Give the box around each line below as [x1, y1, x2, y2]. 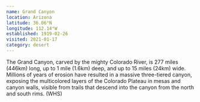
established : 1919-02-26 [6, 31, 68, 37]
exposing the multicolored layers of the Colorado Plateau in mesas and [6, 77, 181, 84]
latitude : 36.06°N [6, 20, 52, 26]
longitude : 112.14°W [6, 25, 58, 32]
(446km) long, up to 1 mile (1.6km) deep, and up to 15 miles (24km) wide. [6, 64, 186, 72]
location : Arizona [6, 14, 52, 20]
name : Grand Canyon [6, 8, 55, 15]
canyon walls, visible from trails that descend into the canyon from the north [6, 84, 195, 91]
